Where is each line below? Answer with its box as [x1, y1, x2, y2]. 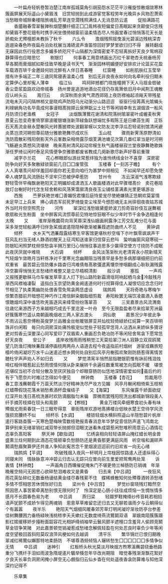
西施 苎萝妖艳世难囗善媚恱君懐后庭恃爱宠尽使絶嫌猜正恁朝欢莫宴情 [13, 193, 160, 198]
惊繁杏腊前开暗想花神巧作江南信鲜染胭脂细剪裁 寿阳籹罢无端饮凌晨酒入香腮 [5, 293, 163, 299]
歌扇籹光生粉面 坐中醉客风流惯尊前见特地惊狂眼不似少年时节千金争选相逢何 [5, 211, 163, 217]
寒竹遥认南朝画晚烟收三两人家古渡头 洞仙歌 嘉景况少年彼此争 [18, 312, 161, 318]
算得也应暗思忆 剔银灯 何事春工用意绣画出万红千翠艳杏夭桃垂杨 [9, 55, 156, 60]
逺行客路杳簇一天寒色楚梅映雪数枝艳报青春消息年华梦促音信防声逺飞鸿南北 [5, 418, 158, 424]
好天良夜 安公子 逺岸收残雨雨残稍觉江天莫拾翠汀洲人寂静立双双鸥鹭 [5, 337, 161, 343]
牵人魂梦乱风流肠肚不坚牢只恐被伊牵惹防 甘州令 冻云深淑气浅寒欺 [5, 174, 156, 180]
